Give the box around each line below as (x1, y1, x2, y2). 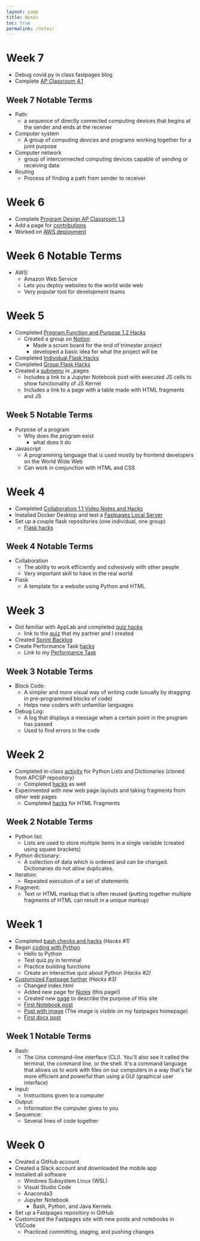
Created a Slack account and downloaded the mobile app (14, 1164, 157, 1171)
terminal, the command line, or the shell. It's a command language (23, 1059, 187, 1067)
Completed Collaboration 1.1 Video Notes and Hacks (14, 505, 143, 512)
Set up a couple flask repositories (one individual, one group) (14, 517, 166, 525)
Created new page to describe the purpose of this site (23, 995, 157, 1002)
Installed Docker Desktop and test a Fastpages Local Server (14, 511, 163, 519)
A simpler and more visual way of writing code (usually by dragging (23, 689, 190, 696)
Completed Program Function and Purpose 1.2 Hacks (14, 329, 146, 336)
